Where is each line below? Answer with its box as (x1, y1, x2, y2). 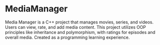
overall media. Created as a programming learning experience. (5, 34, 130, 40)
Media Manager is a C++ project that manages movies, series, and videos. (5, 19, 154, 25)
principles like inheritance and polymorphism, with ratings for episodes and (5, 29, 156, 35)
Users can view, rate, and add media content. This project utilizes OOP (5, 24, 146, 30)
